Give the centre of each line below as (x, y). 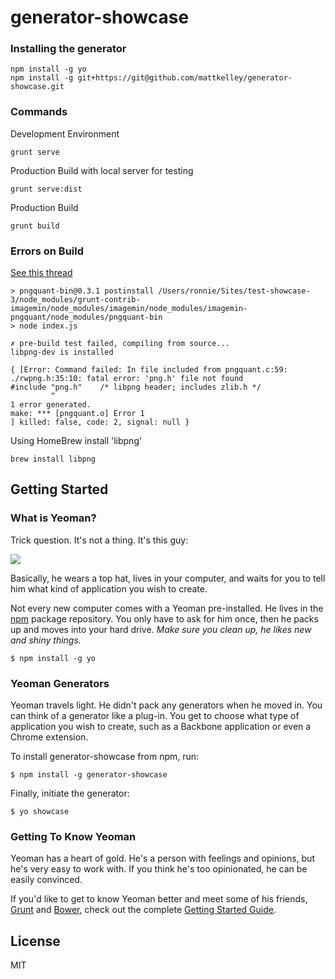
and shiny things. (46, 640)
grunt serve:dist (46, 189)
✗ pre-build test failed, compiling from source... (120, 344)
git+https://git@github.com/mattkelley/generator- (185, 78)
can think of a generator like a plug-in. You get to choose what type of (155, 716)
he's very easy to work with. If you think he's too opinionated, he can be (159, 869)
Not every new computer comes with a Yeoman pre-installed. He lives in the (167, 608)
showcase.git (37, 87)
